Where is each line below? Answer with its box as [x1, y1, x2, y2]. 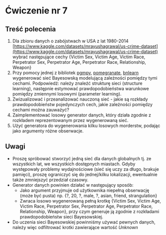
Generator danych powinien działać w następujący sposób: [12, 182, 134, 188]
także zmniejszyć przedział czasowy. [12, 177, 88, 183]
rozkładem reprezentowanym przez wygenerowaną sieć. [12, 117, 129, 123]
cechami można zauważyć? [12, 107, 70, 113]
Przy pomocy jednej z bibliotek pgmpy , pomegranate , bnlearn [12, 70, 139, 76]
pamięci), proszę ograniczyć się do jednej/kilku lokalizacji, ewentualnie [12, 171, 158, 177]
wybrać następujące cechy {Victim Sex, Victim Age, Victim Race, [12, 54, 146, 60]
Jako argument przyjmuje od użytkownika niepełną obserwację [19, 187, 150, 193]
